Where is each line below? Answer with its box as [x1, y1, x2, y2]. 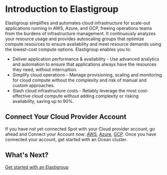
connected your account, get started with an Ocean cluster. [5, 136, 128, 142]
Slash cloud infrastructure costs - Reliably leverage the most [12, 87, 137, 93]
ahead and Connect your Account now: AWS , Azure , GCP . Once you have [5, 131, 157, 137]
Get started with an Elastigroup [5, 164, 69, 170]
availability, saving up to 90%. [12, 98, 74, 104]
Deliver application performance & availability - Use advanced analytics [12, 56, 160, 62]
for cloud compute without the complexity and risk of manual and [12, 77, 147, 83]
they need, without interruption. [12, 66, 77, 73]
